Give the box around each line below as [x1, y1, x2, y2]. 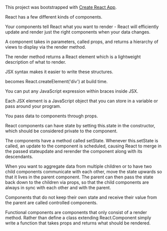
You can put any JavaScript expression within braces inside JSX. [5, 88, 139, 94]
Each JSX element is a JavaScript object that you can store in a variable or [5, 98, 158, 104]
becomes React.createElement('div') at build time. [5, 79, 108, 84]
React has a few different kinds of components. [5, 14, 103, 20]
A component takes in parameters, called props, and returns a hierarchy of [5, 39, 159, 45]
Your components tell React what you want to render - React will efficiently [5, 24, 159, 30]
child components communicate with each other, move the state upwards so [5, 169, 162, 174]
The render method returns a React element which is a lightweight [5, 54, 141, 60]
